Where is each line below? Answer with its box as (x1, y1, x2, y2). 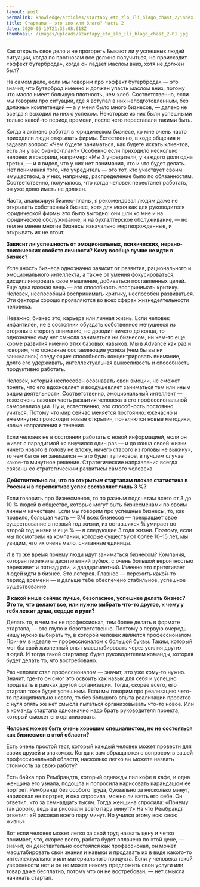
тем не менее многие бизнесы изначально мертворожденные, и (6, 222, 172, 230)
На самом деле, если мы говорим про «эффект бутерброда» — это (6, 79, 179, 86)
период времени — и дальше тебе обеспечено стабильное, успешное (6, 577, 186, 584)
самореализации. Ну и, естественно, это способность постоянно (6, 403, 174, 410)
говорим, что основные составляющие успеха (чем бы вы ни (6, 346, 163, 354)
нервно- (161, 240, 183, 248)
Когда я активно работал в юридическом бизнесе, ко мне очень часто (6, 128, 187, 135)
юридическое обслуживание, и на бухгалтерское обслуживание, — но (6, 216, 188, 224)
